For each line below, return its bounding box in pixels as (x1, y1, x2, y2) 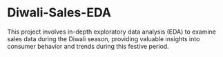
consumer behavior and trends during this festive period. (7, 42, 169, 50)
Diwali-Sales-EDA (7, 5, 112, 21)
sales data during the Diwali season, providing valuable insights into (7, 34, 200, 43)
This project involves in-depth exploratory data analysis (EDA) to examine (7, 27, 216, 36)
